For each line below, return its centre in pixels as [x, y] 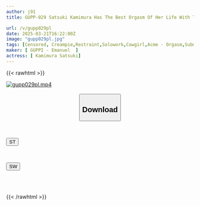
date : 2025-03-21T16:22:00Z [41, 33]
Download [100, 110]
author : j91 [21, 12]
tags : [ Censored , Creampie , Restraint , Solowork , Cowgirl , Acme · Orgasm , [96, 45]
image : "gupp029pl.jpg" [36, 39]
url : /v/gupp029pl [29, 28]
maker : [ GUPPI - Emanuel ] [42, 50]
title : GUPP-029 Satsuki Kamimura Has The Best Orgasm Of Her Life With [98, 17]
